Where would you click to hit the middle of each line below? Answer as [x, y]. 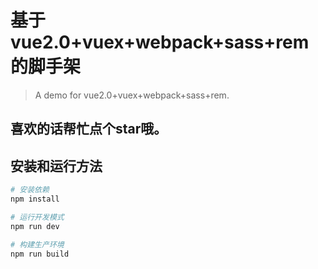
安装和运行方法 [56, 166]
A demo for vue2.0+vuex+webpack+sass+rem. [132, 95]
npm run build [40, 254]
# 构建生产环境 [37, 244]
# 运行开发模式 [37, 217]
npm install [35, 199]
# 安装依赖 [30, 190]
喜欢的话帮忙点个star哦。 [89, 129]
